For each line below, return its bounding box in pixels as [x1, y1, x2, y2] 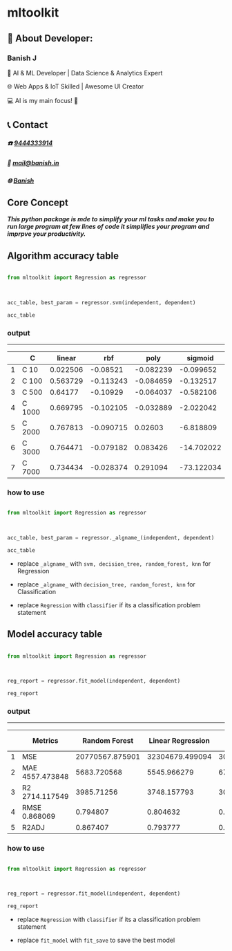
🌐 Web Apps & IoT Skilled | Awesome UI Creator [7, 82, 144, 91]
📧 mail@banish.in [7, 159, 59, 167]
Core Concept [7, 197, 69, 208]
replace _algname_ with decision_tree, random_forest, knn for [17, 580, 195, 589]
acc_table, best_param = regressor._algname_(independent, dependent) [7, 535, 215, 542]
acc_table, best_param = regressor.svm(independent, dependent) [7, 299, 196, 306]
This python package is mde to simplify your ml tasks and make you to [7, 215, 215, 223]
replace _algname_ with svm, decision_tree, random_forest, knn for [17, 559, 211, 568]
